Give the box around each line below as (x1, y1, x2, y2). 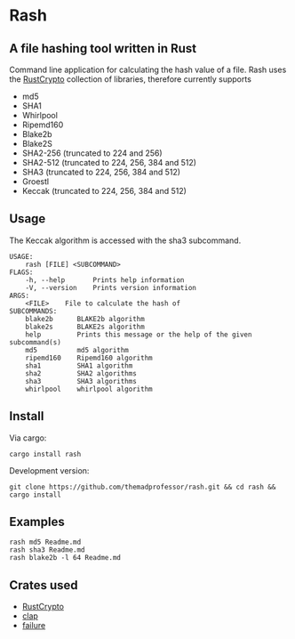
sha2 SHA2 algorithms (25, 368, 138, 378)
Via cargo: (9, 433, 47, 443)
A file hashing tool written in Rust (9, 41, 197, 56)
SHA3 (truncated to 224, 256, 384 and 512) (21, 166, 180, 177)
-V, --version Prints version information (25, 283, 197, 292)
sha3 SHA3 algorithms (25, 376, 138, 385)
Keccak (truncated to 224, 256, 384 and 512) (21, 186, 187, 196)
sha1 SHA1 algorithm (25, 361, 133, 370)
